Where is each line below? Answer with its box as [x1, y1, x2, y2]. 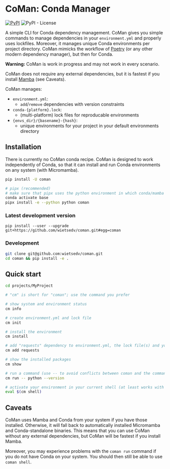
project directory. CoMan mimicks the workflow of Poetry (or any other [5, 46, 153, 52]
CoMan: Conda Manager [5, 3, 110, 15]
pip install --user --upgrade [5, 223, 69, 228]
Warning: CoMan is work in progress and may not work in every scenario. [5, 61, 159, 67]
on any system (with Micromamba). [5, 167, 79, 173]
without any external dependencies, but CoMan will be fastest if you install [5, 433, 161, 439]
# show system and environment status [5, 302, 87, 307]
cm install [5, 334, 28, 339]
